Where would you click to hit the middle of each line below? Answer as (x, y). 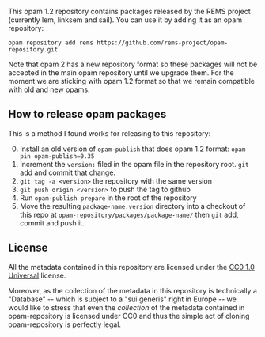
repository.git (33, 50)
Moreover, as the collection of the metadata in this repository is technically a (132, 290)
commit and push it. (52, 223)
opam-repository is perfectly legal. (64, 324)
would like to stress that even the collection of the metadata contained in (127, 307)
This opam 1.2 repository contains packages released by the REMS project (129, 11)
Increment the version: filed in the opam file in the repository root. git (134, 164)
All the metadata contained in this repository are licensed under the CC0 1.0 (132, 267)
